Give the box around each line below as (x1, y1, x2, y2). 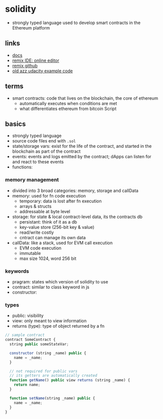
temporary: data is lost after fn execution (19, 198, 102, 204)
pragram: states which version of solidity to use (12, 279, 109, 284)
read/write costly (19, 229, 54, 235)
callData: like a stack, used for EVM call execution (12, 240, 113, 246)
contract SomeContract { (5, 337, 56, 342)
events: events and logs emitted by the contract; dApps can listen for (12, 154, 152, 160)
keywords (5, 268, 29, 275)
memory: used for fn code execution (12, 193, 86, 198)
